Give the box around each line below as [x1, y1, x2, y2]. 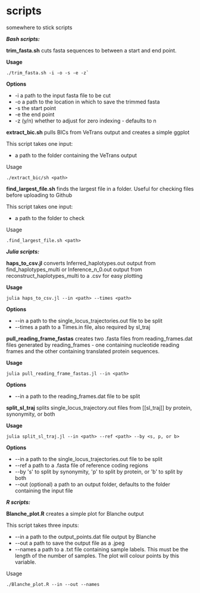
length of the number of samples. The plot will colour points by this [14, 552, 180, 559]
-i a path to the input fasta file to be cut [14, 92, 111, 99]
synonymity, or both [6, 410, 55, 418]
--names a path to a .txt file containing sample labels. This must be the [14, 545, 189, 553]
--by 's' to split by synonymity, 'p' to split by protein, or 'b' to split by [14, 468, 183, 475]
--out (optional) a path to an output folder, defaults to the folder [14, 481, 171, 488]
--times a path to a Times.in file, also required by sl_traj [14, 323, 151, 331]
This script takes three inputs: [6, 522, 79, 529]
